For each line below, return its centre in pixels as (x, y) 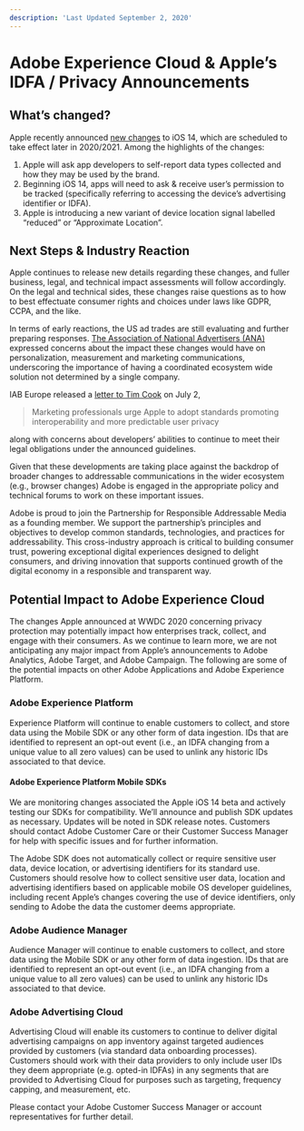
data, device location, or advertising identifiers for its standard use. (135, 868)
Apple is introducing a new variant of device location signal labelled (149, 212)
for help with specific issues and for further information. (114, 841)
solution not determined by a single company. (95, 377)
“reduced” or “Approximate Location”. (93, 222)
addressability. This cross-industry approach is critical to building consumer (152, 542)
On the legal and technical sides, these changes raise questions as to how (148, 292)
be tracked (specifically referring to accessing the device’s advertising (154, 193)
